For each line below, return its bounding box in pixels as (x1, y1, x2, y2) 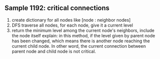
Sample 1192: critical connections (4, 4, 110, 12)
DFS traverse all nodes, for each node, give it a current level (11, 22, 133, 28)
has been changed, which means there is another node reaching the (11, 38, 150, 44)
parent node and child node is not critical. (11, 48, 96, 54)
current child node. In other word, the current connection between (11, 43, 146, 49)
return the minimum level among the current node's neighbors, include (11, 27, 155, 33)
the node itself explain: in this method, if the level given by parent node (11, 32, 156, 38)
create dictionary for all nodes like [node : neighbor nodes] (11, 17, 131, 23)
